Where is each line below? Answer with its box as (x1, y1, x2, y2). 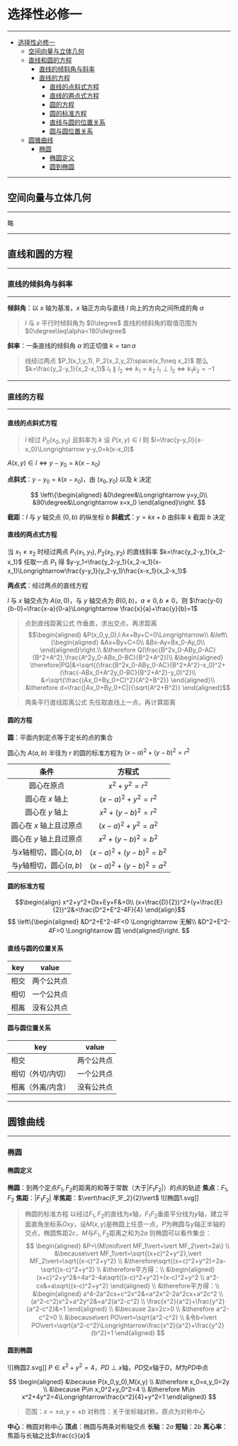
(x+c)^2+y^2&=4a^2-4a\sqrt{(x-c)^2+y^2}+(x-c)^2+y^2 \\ (36, 1273, 205, 1281)
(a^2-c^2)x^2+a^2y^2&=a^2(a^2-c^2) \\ (30, 1297, 146, 1305)
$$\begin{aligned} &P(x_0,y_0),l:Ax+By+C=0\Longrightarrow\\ (28, 630, 209, 640)
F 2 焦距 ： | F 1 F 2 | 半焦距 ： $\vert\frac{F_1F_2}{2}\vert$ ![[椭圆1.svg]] (7, 1193, 200, 1204)
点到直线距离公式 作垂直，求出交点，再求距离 (24, 619, 157, 627)
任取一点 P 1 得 (23, 557, 65, 568)
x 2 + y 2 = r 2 (108, 779, 149, 791)
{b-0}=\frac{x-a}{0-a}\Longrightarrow (7, 605, 119, 613)
